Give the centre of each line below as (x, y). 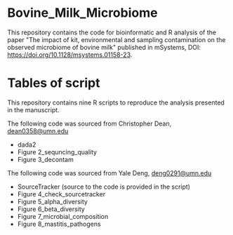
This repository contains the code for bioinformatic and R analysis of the (112, 32)
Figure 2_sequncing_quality (57, 152)
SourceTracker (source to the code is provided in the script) (104, 187)
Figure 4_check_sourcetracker (61, 194)
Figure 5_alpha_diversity (52, 201)
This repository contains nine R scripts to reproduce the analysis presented (116, 102)
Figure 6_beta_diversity (51, 209)
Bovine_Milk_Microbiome (82, 13)
